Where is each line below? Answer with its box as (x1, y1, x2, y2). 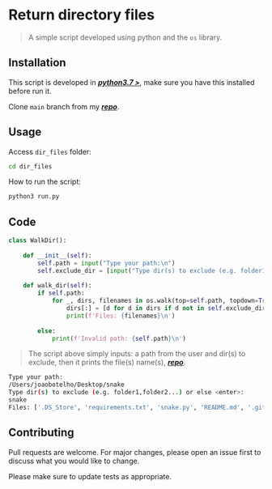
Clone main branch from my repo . (8, 101, 120, 111)
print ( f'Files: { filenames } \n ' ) (66, 312, 176, 320)
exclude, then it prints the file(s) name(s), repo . (28, 358, 186, 368)
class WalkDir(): (8, 236, 67, 244)
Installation (8, 56, 66, 70)
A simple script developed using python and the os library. (28, 32, 223, 42)
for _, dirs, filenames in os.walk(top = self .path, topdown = (51, 297, 259, 305)
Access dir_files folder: (8, 147, 91, 156)
